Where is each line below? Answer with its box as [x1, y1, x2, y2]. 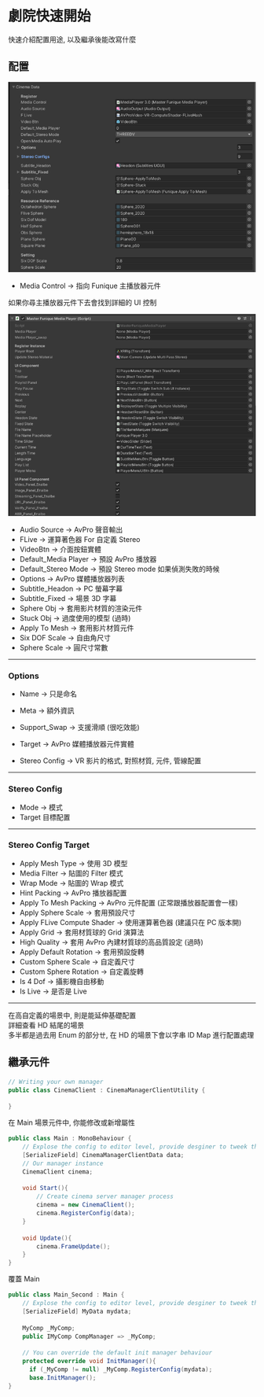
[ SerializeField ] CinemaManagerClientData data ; [22, 1151, 185, 1159]
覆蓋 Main [8, 1274, 41, 1284]
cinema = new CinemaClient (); [36, 1201, 135, 1209]
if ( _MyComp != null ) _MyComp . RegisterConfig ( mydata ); [28, 1366, 213, 1373]
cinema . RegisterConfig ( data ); [36, 1209, 135, 1218]
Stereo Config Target [8, 839, 90, 850]
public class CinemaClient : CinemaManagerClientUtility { [8, 1086, 206, 1094]
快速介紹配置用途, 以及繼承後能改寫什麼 [8, 35, 136, 44]
